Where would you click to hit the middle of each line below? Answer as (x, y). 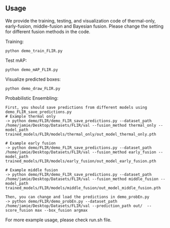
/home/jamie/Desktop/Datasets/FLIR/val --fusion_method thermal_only (81, 125)
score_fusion (19, 210)
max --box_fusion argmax (61, 210)
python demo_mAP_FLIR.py (32, 70)
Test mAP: (16, 60)
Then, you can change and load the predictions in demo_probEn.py (77, 197)
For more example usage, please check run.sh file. (58, 220)
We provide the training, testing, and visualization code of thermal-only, (81, 20)
